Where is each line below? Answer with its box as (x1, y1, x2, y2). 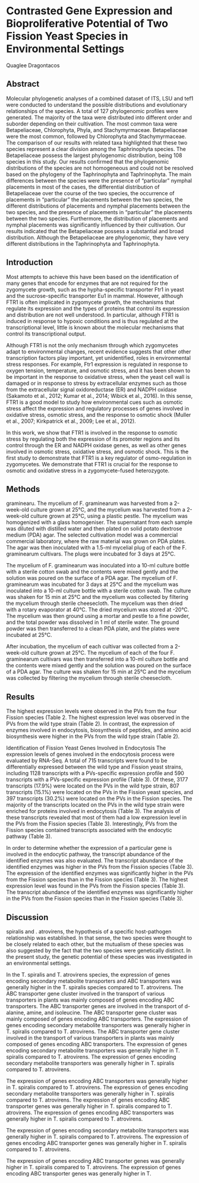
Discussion (6, 912, 49, 922)
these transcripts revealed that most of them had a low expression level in (6, 814, 187, 821)
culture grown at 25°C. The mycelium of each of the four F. (30, 649, 175, 657)
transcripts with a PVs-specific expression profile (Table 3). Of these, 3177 (6, 776, 188, 783)
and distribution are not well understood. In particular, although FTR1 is (6, 311, 179, 318)
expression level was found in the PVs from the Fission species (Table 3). (6, 882, 185, 890)
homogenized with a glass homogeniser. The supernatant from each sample (6, 519, 193, 526)
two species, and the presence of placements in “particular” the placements (6, 208, 193, 215)
